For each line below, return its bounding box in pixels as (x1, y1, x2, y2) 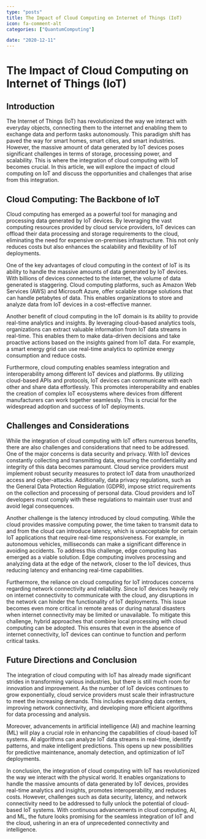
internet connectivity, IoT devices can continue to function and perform (6, 631, 186, 638)
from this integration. (6, 176, 59, 184)
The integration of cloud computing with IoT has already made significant (6, 671, 191, 679)
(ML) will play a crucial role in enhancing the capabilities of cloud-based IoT (6, 729, 198, 736)
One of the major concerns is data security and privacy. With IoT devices (6, 450, 191, 457)
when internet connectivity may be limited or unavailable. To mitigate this (6, 611, 191, 618)
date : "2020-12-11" (6, 37, 56, 44)
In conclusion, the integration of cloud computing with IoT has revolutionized (6, 766, 200, 774)
